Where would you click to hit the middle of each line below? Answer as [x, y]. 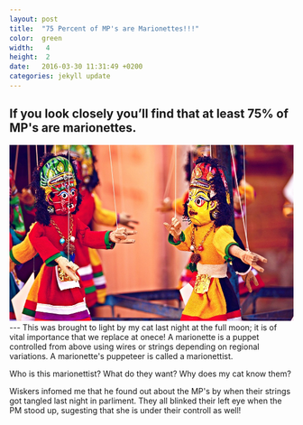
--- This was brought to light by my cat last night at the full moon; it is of [143, 328]
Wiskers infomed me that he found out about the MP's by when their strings [150, 392]
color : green [36, 38]
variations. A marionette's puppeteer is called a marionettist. [121, 356]
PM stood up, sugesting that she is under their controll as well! [125, 411]
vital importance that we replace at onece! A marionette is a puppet [134, 337]
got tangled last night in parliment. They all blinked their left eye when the [146, 401]
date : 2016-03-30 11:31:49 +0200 [76, 67]
